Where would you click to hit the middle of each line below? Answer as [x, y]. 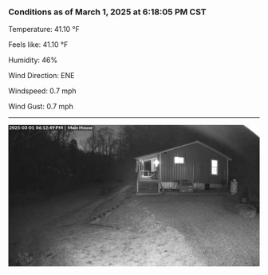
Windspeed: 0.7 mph [43, 91]
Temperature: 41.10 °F [44, 29]
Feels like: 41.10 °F [38, 45]
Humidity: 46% [33, 60]
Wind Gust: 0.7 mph [41, 107]
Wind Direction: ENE [41, 76]
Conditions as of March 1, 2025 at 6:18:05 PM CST [107, 12]
